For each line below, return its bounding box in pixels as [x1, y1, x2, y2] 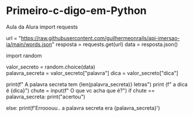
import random [6, 52, 42, 59]
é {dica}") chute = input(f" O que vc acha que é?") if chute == [6, 87, 155, 94]
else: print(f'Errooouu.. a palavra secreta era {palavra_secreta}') [6, 104, 160, 111]
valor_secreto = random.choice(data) [6, 63, 95, 70]
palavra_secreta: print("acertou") [6, 93, 86, 100]
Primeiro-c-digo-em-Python [6, 4, 147, 17]
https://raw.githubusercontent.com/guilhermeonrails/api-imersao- [20, 34, 180, 41]
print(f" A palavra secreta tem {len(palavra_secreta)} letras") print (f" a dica [6, 80, 188, 88]
